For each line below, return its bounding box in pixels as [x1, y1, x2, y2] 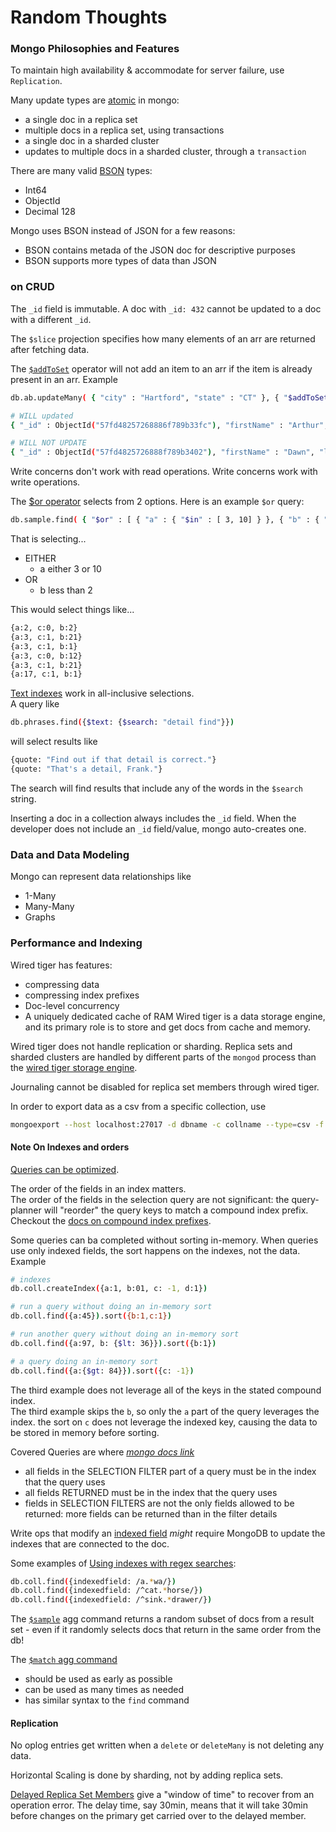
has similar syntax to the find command [24, 1694, 190, 1706]
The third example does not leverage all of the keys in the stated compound [10, 1384, 322, 1396]
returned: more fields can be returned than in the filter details [24, 1507, 278, 1520]
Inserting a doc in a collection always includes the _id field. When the [10, 812, 297, 824]
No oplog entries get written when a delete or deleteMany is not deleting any [10, 1739, 325, 1751]
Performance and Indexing [10, 936, 143, 950]
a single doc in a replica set [24, 114, 138, 126]
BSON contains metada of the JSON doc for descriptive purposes [24, 244, 296, 256]
